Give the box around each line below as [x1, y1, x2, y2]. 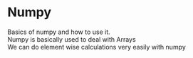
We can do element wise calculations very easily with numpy [7, 42, 187, 51]
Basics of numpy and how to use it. [7, 28, 110, 36]
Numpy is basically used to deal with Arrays [7, 35, 137, 43]
